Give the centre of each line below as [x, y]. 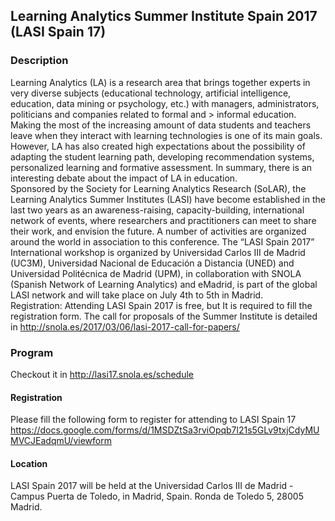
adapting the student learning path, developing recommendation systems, [162, 156]
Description [39, 61]
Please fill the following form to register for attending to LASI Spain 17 [153, 420]
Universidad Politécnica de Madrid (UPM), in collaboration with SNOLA [156, 273]
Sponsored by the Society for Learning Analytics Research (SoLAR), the [158, 188]
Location [29, 463]
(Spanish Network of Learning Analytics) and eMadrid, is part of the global [164, 284]
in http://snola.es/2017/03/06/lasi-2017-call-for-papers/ [125, 326]
